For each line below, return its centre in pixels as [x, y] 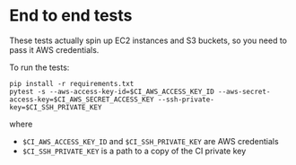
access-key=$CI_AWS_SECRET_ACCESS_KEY [82, 100]
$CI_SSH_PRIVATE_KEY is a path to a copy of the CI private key [134, 151]
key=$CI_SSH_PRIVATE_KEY [56, 107]
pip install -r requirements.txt [72, 83]
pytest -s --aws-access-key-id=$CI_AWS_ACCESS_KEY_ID [112, 91]
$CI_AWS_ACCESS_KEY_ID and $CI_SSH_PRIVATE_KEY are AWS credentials [151, 141]
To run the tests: [39, 67]
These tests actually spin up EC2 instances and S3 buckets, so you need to [148, 40]
